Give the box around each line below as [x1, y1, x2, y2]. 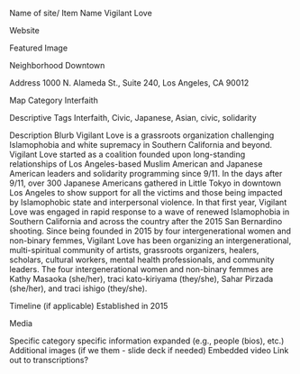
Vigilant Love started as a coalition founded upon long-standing [9, 149, 246, 160]
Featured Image [9, 42, 68, 53]
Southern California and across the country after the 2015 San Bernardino [9, 216, 283, 226]
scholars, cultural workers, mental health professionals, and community [9, 254, 275, 265]
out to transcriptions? [9, 355, 88, 365]
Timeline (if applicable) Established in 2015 [9, 301, 168, 311]
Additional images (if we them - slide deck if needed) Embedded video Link [9, 345, 289, 355]
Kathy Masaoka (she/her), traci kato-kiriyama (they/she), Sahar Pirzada [9, 274, 274, 284]
